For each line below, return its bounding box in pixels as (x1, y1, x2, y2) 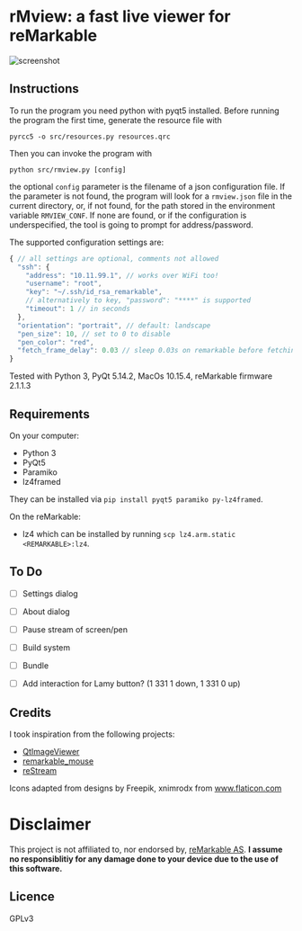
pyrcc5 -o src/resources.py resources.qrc (9, 132, 171, 141)
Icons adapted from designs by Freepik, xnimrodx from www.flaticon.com (9, 783, 282, 793)
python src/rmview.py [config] (9, 165, 127, 175)
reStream (22, 765, 58, 775)
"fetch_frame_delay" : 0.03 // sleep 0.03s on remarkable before (17, 346, 263, 355)
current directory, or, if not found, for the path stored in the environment (9, 200, 276, 210)
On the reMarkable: (9, 511, 81, 522)
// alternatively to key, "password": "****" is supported (25, 296, 252, 305)
